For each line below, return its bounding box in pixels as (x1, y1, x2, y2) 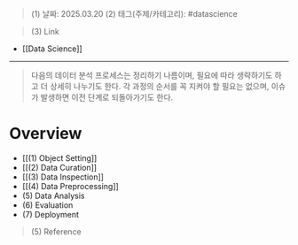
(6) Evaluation (21, 199, 74, 211)
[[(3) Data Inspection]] (21, 172, 105, 182)
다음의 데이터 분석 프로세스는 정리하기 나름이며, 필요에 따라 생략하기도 (30, 70, 273, 80)
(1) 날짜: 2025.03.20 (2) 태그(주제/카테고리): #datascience (30, 9, 238, 19)
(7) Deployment (21, 209, 80, 219)
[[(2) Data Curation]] (21, 162, 98, 172)
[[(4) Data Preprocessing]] (21, 180, 120, 191)
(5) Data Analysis (21, 190, 85, 201)
